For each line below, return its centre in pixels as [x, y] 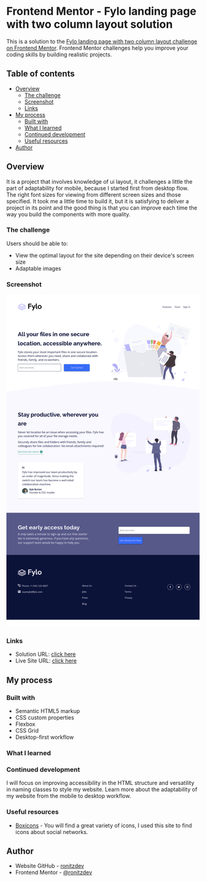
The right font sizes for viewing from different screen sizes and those [94, 194]
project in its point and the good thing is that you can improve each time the [102, 208]
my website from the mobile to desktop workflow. [69, 796]
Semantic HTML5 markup [48, 711]
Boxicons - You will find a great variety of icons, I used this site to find [103, 825]
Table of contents [40, 74]
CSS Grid [27, 731]
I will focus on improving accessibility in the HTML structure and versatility [101, 783]
